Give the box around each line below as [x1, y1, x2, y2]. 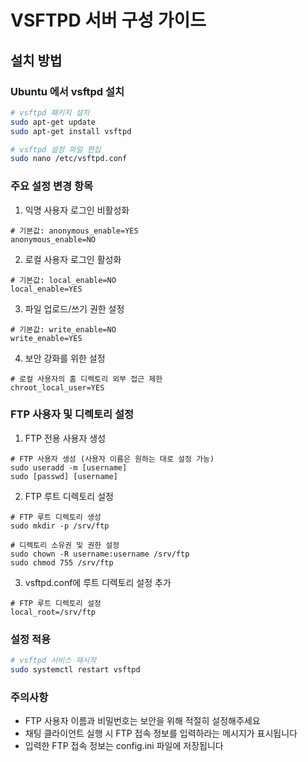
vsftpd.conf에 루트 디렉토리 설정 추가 [24, 576, 172, 588]
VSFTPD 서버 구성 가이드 [10, 9, 207, 32]
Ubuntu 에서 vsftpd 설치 [10, 84, 125, 98]
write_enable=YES [10, 333, 83, 343]
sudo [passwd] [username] [10, 471, 118, 481]
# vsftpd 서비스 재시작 [10, 656, 97, 666]
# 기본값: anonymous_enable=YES [10, 226, 139, 236]
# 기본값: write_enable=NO [10, 324, 117, 335]
